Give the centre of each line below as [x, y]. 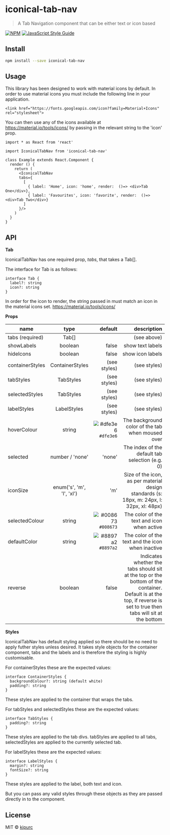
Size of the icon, [143, 475]
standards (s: [146, 494]
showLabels [22, 346]
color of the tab [144, 427]
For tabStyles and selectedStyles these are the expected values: [72, 710]
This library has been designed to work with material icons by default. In [80, 89]
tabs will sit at [146, 613]
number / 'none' [69, 457]
